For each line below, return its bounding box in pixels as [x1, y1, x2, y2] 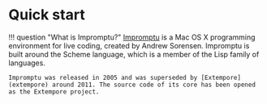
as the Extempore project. [8, 87, 100, 96]
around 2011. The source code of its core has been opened [51, 81, 256, 89]
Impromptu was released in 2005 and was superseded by [8, 73, 198, 81]
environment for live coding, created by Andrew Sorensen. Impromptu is [8, 40, 250, 50]
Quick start [8, 6, 85, 24]
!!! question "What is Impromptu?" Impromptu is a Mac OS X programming [8, 32, 256, 42]
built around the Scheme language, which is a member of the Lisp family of [8, 49, 260, 59]
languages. [8, 58, 46, 68]
